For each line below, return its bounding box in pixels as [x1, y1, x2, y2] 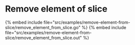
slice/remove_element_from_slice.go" [5, 24, 81, 30]
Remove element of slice [5, 3, 108, 15]
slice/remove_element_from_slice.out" [5, 35, 82, 41]
